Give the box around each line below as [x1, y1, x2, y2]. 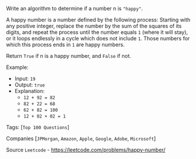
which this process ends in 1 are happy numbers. [6, 41, 125, 48]
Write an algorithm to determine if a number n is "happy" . [6, 5, 143, 12]
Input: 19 [14, 75, 36, 82]
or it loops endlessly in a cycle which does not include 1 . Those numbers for [6, 35, 190, 42]
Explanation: [14, 88, 45, 94]
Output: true [14, 81, 45, 88]
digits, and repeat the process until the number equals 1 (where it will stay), [6, 29, 188, 36]
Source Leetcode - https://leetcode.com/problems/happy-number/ [6, 146, 165, 153]
